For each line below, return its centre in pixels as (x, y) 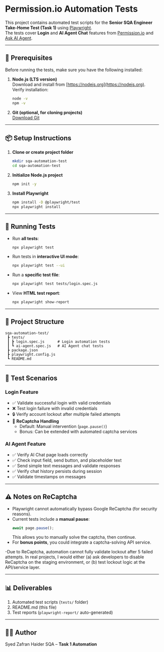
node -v (20, 99)
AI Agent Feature (26, 444)
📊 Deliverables (29, 588)
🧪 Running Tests (30, 227)
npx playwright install (36, 207)
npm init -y (24, 184)
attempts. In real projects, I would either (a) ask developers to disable (75, 557)
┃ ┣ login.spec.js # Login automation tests (59, 342)
